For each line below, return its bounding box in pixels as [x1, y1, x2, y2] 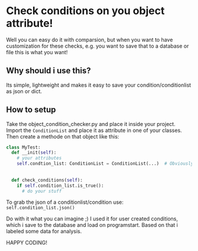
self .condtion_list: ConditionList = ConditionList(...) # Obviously [16, 161, 194, 167]
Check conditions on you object [6, 4, 165, 18]
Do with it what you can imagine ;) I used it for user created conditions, [6, 215, 178, 222]
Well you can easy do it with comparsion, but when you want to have [6, 36, 173, 43]
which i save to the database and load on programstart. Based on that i [6, 222, 178, 229]
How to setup [6, 105, 56, 115]
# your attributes [16, 155, 62, 161]
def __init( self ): [11, 150, 57, 156]
